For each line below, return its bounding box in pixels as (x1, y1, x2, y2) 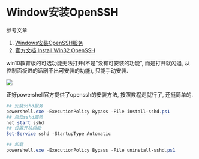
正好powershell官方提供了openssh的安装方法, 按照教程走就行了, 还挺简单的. (6, 91, 194, 98)
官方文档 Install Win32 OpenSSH (14, 46, 96, 54)
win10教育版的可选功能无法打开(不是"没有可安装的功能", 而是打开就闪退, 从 (6, 59, 191, 67)
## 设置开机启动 (6, 125, 41, 131)
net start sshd (6, 119, 44, 126)
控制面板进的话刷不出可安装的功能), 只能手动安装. (6, 67, 129, 74)
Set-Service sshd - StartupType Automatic (6, 131, 111, 137)
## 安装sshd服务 (6, 103, 43, 109)
